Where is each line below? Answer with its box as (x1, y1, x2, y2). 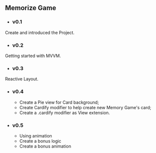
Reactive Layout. (5, 76, 39, 82)
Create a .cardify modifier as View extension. (19, 110, 110, 115)
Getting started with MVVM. (5, 53, 61, 58)
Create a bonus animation (19, 143, 72, 149)
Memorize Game (5, 4, 57, 12)
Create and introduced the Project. (5, 29, 75, 36)
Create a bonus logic (19, 138, 61, 144)
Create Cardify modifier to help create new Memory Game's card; (19, 104, 152, 110)
